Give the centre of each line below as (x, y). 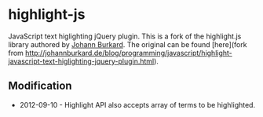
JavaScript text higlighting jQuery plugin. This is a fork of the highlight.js (125, 36)
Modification (40, 86)
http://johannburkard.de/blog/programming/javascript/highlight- (129, 53)
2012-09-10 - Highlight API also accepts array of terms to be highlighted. (137, 104)
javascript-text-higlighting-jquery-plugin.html (81, 61)
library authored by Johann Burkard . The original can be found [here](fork (128, 44)
